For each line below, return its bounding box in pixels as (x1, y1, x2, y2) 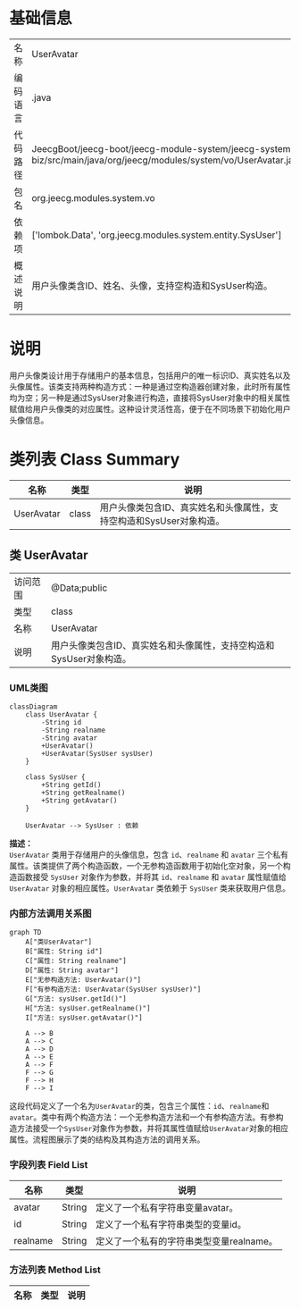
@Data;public (50, 582, 108, 594)
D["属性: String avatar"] (25, 966, 119, 975)
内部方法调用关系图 (9, 907, 92, 919)
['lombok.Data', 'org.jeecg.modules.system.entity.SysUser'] (31, 229, 282, 241)
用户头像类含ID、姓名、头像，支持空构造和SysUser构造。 (31, 279, 273, 291)
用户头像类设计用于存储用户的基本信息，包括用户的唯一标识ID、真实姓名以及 (9, 370, 291, 381)
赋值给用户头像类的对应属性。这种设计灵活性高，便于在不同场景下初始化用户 (9, 403, 291, 414)
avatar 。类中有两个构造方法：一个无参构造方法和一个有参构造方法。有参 (9, 1112, 276, 1122)
